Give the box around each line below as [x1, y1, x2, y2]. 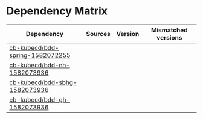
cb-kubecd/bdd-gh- [9, 95, 71, 103]
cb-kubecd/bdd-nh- [9, 61, 71, 69]
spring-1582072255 [9, 51, 71, 59]
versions [156, 33, 182, 41]
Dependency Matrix [6, 4, 108, 18]
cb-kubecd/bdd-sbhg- [9, 78, 77, 87]
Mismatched [150, 26, 188, 34]
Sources [86, 29, 111, 38]
